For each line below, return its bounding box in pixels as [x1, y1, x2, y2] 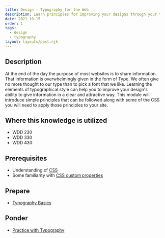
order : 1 [5, 21, 23, 26]
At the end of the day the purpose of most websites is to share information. [5, 70, 157, 76]
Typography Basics [12, 200, 52, 205]
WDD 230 [12, 129, 32, 136]
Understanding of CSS [12, 167, 58, 173]
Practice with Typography [12, 227, 65, 233]
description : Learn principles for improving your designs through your [5, 12, 157, 17]
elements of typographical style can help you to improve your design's [5, 86, 148, 92]
